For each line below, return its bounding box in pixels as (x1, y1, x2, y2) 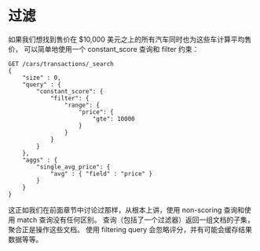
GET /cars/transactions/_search (8, 60, 114, 67)
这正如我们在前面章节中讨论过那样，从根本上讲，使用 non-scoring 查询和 (8, 205, 245, 214)
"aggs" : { (22, 156, 58, 164)
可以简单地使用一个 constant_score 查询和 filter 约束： (23, 44, 200, 53)
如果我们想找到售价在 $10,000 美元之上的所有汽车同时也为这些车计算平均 (8, 35, 245, 44)
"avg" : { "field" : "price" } (49, 169, 153, 177)
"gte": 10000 (92, 115, 135, 122)
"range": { (64, 101, 101, 109)
